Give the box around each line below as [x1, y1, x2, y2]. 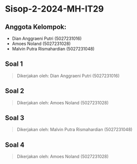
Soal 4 [5, 141, 25, 149]
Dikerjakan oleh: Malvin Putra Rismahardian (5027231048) [16, 127, 133, 132]
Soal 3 [5, 114, 25, 122]
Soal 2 [5, 87, 24, 95]
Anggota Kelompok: [5, 23, 67, 31]
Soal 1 [5, 60, 23, 68]
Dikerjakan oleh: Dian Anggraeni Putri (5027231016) [16, 73, 120, 79]
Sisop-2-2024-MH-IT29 [5, 3, 104, 15]
